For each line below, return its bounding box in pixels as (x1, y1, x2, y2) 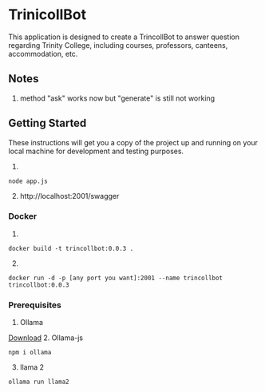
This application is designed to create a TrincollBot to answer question (8, 32, 239, 42)
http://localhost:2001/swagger (19, 191, 120, 200)
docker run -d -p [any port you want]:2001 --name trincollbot (8, 274, 223, 282)
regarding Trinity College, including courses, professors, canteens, (8, 40, 228, 49)
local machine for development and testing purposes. (8, 146, 184, 156)
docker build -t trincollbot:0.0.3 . (8, 244, 134, 252)
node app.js (8, 177, 48, 185)
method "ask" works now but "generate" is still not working (19, 93, 216, 103)
